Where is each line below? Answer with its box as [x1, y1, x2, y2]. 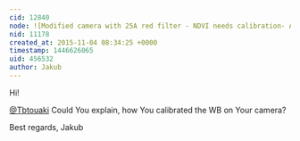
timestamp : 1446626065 [9, 46, 94, 55]
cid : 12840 [9, 12, 50, 22]
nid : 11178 [9, 29, 50, 38]
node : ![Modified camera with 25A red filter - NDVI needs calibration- [9, 21, 286, 30]
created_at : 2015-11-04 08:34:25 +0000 [9, 37, 158, 47]
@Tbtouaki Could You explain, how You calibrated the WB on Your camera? [9, 104, 287, 115]
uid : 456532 [9, 54, 54, 63]
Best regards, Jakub [9, 121, 84, 132]
